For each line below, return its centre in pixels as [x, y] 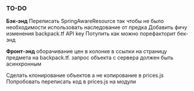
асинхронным [24, 64]
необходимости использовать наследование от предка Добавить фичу [97, 27]
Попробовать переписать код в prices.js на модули [71, 82]
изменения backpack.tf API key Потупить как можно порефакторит [91, 34]
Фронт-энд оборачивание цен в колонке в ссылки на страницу [87, 51]
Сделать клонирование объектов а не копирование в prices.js [85, 76]
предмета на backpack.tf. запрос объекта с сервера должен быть [90, 58]
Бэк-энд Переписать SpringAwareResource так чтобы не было [85, 21]
